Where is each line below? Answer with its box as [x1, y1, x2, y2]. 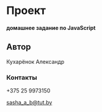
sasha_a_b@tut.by [6, 99, 53, 106]
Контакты [6, 73, 38, 82]
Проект [6, 4, 46, 18]
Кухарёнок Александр [6, 58, 65, 65]
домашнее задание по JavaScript [6, 24, 96, 31]
